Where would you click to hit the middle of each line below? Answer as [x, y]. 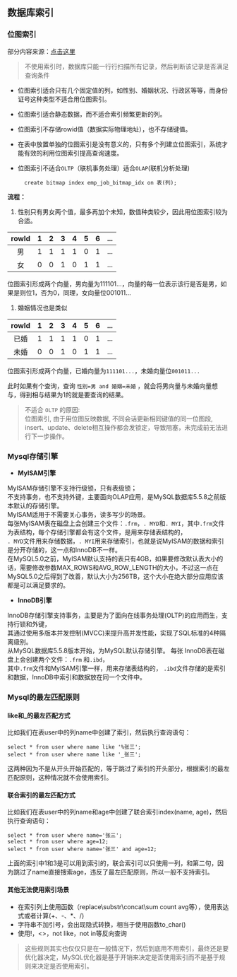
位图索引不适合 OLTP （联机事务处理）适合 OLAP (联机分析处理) [104, 168]
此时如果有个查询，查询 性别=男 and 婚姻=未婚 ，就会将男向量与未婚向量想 [113, 386]
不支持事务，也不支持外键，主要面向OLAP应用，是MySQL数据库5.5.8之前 [114, 496]
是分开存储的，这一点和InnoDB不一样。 [64, 549]
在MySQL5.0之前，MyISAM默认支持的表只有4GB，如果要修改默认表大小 [112, 558]
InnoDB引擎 [35, 600]
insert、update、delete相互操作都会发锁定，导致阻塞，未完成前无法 [123, 427]
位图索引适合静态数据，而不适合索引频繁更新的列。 [92, 114]
